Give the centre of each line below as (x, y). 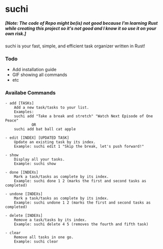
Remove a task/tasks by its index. (50, 220)
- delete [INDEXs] (24, 215)
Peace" (12, 120)
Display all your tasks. (39, 159)
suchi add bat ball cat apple (45, 129)
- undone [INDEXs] (24, 194)
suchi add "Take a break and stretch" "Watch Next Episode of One (83, 116)
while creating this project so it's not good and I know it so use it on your (81, 28)
